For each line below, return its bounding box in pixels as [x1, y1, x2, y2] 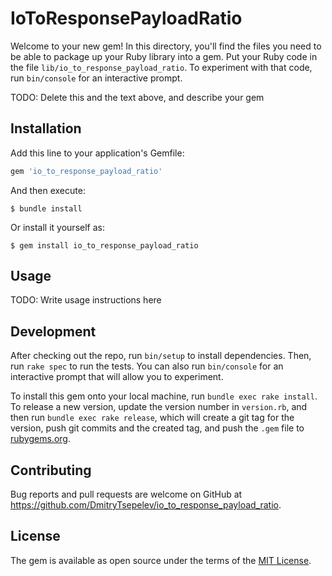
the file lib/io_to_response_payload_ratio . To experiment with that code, [10, 61, 313, 73]
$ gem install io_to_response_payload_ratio [10, 240, 199, 251]
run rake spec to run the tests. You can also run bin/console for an [10, 360, 284, 372]
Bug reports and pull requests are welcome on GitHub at [10, 488, 243, 501]
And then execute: [10, 184, 86, 196]
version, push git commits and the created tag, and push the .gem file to [10, 422, 305, 434]
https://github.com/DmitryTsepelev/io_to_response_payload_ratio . [10, 499, 282, 511]
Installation [10, 120, 82, 137]
